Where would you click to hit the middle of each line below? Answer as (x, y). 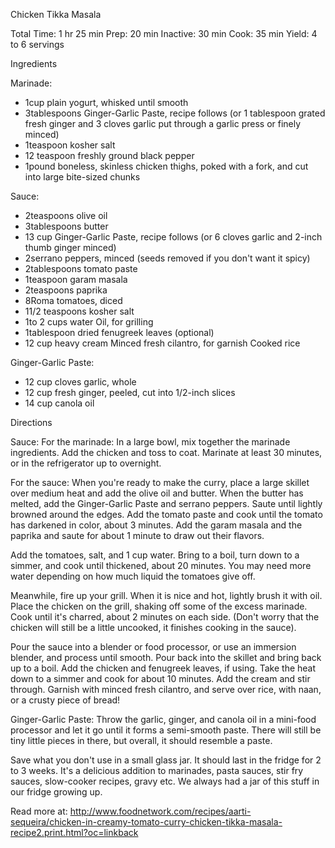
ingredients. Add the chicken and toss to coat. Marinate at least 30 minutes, (166, 452)
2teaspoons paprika (66, 290)
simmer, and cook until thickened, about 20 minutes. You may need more (161, 565)
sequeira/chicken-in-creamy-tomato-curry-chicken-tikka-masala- (146, 822)
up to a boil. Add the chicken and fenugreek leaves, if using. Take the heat (163, 668)
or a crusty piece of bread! (65, 700)
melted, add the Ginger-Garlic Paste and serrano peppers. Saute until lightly (166, 503)
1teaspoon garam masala (76, 279)
